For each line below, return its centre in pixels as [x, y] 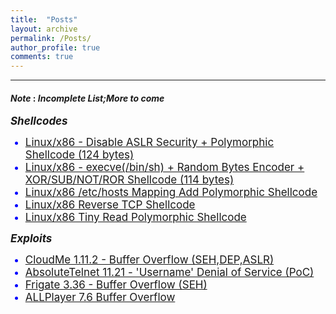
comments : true [42, 57]
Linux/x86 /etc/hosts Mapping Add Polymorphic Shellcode [171, 193]
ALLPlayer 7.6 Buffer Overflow [100, 298]
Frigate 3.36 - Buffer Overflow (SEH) [116, 285]
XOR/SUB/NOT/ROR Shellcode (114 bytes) [129, 180]
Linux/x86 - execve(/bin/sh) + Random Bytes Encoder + [164, 168]
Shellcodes [39, 121]
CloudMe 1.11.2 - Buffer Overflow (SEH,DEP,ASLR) [149, 260]
